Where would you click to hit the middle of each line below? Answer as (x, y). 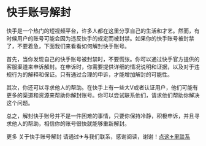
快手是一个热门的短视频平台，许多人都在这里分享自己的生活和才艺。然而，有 (103, 31)
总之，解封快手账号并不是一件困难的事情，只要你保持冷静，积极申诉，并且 (100, 116)
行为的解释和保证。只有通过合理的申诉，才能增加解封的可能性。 (92, 74)
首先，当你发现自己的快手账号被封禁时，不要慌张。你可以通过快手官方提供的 (103, 59)
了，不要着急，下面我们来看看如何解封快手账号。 (68, 46)
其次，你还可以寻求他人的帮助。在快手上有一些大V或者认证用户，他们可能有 (102, 87)
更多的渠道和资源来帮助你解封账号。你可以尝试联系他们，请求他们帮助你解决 (103, 95)
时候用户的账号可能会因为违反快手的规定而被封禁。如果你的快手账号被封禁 (100, 38)
